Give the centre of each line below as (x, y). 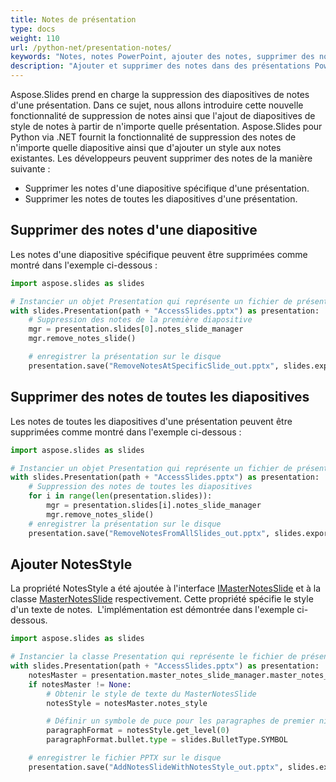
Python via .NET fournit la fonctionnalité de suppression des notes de (153, 137)
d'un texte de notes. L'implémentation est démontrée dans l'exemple (152, 610)
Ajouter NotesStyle (71, 564)
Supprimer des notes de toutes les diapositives (160, 397)
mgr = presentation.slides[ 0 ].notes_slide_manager (136, 329)
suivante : (30, 169)
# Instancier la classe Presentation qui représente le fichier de (154, 657)
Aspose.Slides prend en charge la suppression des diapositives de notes (160, 94)
